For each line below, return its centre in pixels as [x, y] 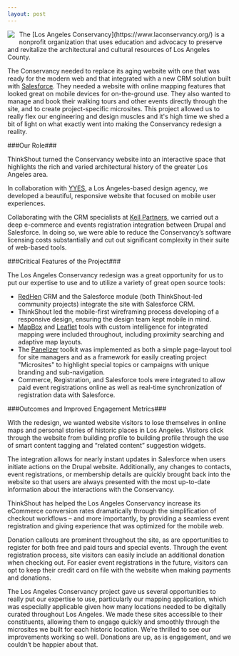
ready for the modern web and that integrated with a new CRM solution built [119, 78]
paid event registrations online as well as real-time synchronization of [120, 387]
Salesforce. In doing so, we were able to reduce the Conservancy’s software [119, 232]
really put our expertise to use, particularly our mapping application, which [117, 599]
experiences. [27, 203]
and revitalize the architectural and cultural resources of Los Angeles [109, 49]
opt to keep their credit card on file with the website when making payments [119, 570]
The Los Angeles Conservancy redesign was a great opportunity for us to [115, 275]
